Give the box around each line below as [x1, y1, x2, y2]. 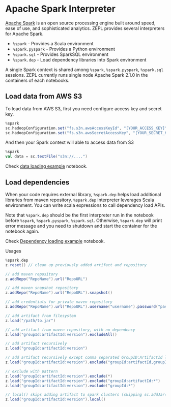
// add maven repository [5, 271, 58, 277]
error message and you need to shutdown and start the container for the [5, 223, 157, 229]
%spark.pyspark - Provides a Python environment [12, 46, 116, 52]
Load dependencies [5, 178, 70, 186]
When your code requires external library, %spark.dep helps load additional [5, 191, 161, 197]
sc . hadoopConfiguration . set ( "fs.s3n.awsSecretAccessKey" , [5, 130, 131, 135]
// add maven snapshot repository [5, 286, 79, 291]
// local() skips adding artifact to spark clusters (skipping [5, 392, 142, 397]
